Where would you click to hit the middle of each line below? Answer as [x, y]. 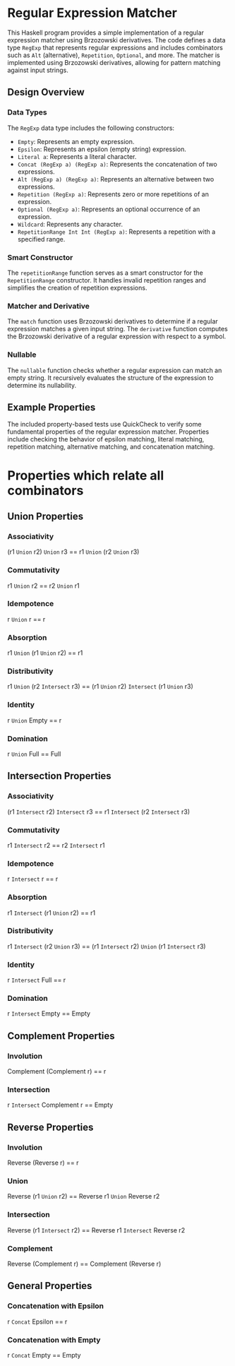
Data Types [27, 112]
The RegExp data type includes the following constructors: [91, 128]
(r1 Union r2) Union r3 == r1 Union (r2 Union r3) [73, 552]
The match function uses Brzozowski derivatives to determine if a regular [113, 321]
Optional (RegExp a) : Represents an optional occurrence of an [109, 209]
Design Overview [46, 92]
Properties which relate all [86, 475]
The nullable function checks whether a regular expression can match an [115, 370]
